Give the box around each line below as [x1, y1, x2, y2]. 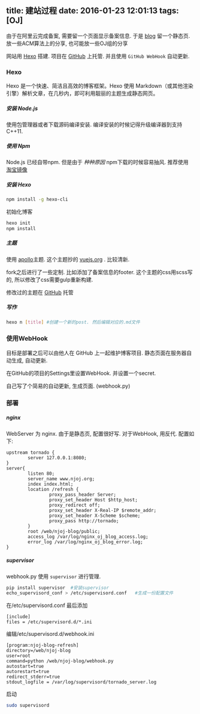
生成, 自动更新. [11, 356, 48, 364]
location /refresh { [28, 486, 79, 492]
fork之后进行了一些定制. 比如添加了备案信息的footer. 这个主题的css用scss [6, 268, 187, 275]
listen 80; [28, 471, 55, 477]
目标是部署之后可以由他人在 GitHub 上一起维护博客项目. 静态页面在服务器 [6, 349, 187, 356]
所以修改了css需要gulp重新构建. [14, 276, 93, 283]
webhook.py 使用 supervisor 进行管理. [6, 573, 101, 580]
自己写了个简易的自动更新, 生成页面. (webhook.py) [6, 382, 131, 389]
